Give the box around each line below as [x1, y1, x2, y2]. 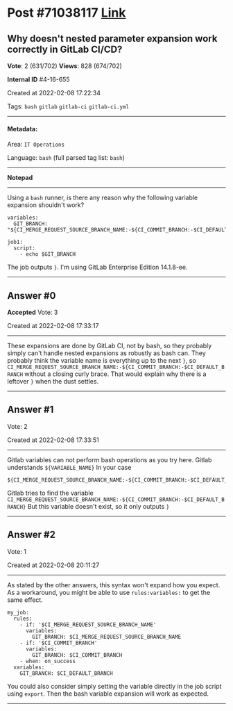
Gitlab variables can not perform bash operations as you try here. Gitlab [7, 455, 212, 464]
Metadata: [7, 124, 38, 133]
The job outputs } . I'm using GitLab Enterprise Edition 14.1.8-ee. [7, 263, 189, 272]
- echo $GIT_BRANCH [19, 251, 76, 258]
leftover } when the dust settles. [7, 377, 99, 386]
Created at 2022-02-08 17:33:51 [7, 436, 99, 444]
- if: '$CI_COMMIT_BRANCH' [19, 639, 98, 646]
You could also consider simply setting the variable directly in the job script [7, 682, 222, 690]
